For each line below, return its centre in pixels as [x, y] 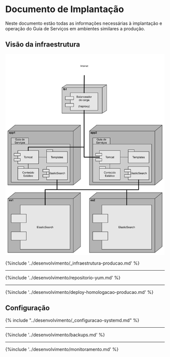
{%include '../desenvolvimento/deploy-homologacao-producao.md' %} [79, 292]
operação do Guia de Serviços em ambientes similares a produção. [75, 28]
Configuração [28, 308]
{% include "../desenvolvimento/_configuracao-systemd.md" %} [72, 320]
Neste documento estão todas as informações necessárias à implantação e [84, 23]
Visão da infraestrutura [42, 45]
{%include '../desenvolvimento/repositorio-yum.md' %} [63, 277]
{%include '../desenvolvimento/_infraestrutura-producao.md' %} [73, 263]
